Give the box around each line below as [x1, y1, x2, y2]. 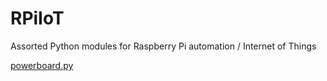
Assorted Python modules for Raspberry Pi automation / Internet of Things [10, 40, 317, 52]
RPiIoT [10, 7, 65, 30]
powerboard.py [10, 59, 74, 71]
